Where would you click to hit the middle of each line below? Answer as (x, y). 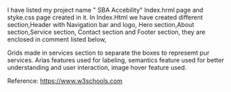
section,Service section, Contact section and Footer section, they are (106, 32)
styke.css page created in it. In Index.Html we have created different (105, 17)
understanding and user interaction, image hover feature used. (97, 67)
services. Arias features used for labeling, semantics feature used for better (116, 60)
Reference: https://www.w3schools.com (65, 81)
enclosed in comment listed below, (57, 39)
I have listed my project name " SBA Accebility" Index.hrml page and (105, 10)
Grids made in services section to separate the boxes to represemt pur (109, 53)
